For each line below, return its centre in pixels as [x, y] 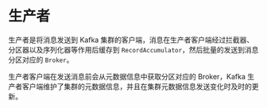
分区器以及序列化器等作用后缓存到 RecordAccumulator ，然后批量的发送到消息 [133, 49]
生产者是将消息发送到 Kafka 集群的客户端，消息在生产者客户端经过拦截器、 [131, 40]
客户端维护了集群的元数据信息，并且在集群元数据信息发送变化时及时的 [137, 86]
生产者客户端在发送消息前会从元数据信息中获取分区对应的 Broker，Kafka [127, 76]
